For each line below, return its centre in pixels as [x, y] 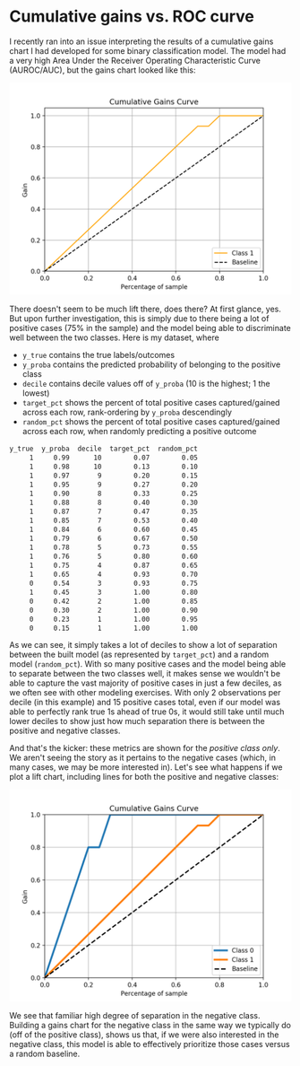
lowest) [36, 393]
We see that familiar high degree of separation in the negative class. [135, 1015]
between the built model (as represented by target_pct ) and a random [139, 654]
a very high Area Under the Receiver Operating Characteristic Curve [135, 60]
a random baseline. [45, 1053]
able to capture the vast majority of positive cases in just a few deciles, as [146, 683]
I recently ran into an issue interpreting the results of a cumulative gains [141, 41]
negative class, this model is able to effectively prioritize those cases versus [150, 1044]
